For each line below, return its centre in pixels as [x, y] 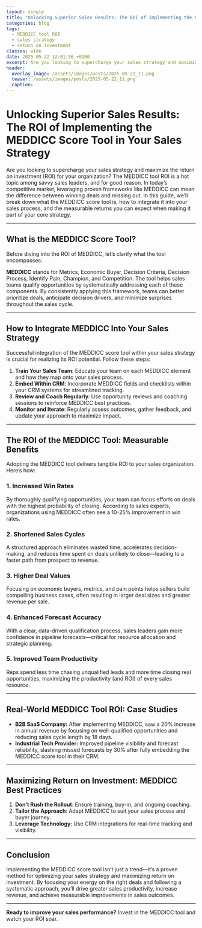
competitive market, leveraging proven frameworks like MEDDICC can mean [100, 189]
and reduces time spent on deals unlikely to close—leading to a [106, 553]
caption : [23, 85]
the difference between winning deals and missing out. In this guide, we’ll [97, 195]
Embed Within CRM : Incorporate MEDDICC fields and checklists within [103, 383]
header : [16, 68]
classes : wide [24, 51]
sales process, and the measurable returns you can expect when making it [99, 208]
